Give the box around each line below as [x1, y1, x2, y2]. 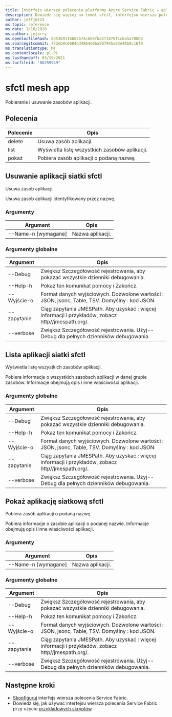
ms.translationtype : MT [5, 46, 56, 51]
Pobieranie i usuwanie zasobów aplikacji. [5, 99, 92, 105]
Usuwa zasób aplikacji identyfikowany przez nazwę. [5, 196, 116, 202]
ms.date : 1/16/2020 [5, 27, 47, 32]
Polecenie [8, 129, 33, 136]
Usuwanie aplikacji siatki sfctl [5, 172, 102, 181]
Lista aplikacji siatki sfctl [5, 350, 85, 359]
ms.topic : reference [5, 22, 50, 27]
